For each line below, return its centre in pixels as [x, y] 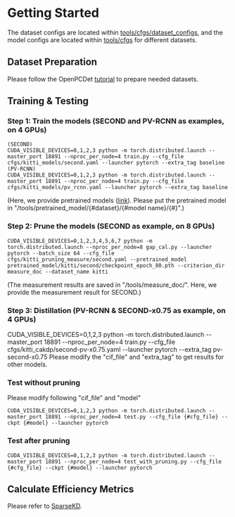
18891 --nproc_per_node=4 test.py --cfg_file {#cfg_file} [132, 417]
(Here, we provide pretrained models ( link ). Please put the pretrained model [117, 200]
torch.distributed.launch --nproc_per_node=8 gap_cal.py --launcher [110, 247]
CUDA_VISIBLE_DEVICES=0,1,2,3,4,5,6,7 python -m [80, 241]
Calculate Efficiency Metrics [71, 489]
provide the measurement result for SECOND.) [74, 292]
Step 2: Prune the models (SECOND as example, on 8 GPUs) [111, 226]
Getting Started [53, 13]
